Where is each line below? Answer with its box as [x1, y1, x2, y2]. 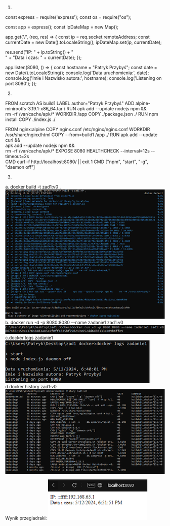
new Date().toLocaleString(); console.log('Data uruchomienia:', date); [5, 70, 149, 76]
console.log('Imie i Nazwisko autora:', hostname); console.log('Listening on [5, 75, 162, 81]
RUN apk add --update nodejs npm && [66, 106, 147, 111]
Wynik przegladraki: [5, 515, 47, 521]
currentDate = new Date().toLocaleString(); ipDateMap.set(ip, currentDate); [5, 39, 162, 45]
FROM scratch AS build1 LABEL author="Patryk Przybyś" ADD [5, 100, 135, 106]
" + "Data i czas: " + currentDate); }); [5, 54, 82, 60]
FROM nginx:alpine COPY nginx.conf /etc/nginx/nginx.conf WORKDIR [5, 127, 150, 132]
